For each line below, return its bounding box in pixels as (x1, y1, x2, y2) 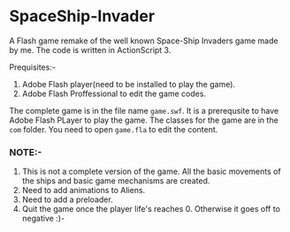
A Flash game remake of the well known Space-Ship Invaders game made (9, 35, 279, 46)
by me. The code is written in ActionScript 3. (9, 44, 172, 55)
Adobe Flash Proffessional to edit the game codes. (21, 88, 206, 99)
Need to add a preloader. (21, 194, 113, 205)
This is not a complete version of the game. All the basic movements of (21, 166, 281, 177)
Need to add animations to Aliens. (21, 185, 146, 196)
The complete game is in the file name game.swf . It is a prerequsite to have (9, 105, 279, 116)
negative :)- (21, 213, 65, 224)
